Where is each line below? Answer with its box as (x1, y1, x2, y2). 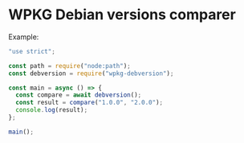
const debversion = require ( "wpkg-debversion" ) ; (8, 70, 174, 77)
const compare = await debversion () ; (15, 91, 142, 99)
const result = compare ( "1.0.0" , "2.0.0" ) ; (15, 98, 163, 107)
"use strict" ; (8, 47, 56, 55)
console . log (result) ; (15, 106, 88, 114)
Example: (8, 32, 39, 42)
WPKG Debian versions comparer (8, 6, 237, 24)
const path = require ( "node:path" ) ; (8, 62, 131, 70)
